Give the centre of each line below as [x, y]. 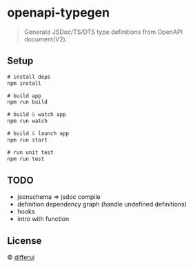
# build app [24, 96]
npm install [24, 83]
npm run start [28, 140]
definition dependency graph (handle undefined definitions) [102, 204]
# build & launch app [38, 133]
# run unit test [30, 152]
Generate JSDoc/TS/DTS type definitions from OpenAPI [103, 32]
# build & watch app [37, 115]
